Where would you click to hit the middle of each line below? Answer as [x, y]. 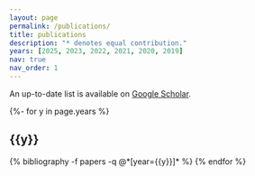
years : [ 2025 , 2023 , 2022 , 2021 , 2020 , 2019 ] [96, 51]
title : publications [48, 34]
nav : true [28, 60]
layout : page [34, 18]
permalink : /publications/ [60, 26]
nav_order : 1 [34, 69]
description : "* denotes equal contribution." [98, 43]
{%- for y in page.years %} [59, 111]
